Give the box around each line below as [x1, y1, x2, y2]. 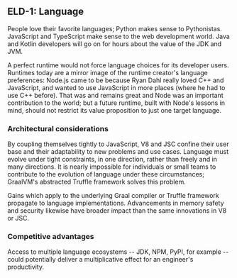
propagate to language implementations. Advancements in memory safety [7, 199, 225, 208]
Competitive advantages [7, 232, 94, 242]
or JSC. [7, 214, 30, 223]
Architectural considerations [7, 123, 109, 133]
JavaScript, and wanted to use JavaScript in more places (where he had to [7, 83, 226, 91]
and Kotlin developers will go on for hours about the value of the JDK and [7, 39, 222, 48]
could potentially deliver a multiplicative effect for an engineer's [7, 255, 194, 264]
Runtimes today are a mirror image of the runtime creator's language [7, 68, 208, 77]
